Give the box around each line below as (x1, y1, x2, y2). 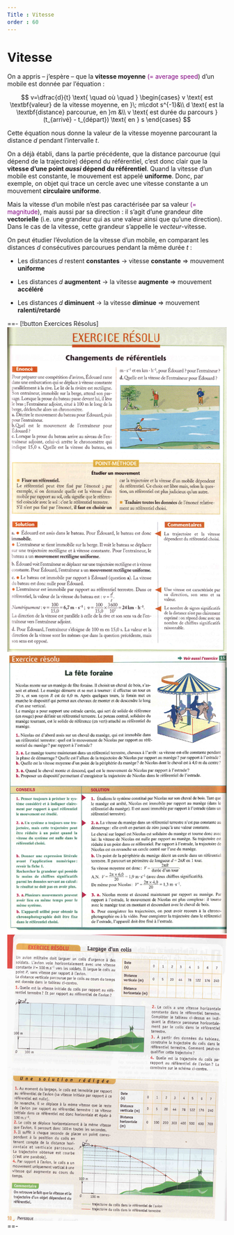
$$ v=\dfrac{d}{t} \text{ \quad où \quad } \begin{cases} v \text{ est (20, 93, 214, 102)
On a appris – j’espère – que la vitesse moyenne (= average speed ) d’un (7, 72, 214, 81)
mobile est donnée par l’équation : (7, 80, 105, 88)
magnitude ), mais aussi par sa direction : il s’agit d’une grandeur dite (7, 207, 203, 216)
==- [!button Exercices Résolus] (7, 320, 99, 328)
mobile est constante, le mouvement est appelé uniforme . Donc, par (7, 172, 204, 180)
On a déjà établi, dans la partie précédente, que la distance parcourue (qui (7, 150, 221, 158)
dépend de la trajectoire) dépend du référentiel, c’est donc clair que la (7, 157, 208, 166)
